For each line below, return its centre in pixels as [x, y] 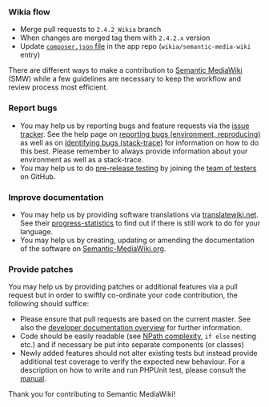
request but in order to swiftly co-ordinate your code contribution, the [123, 295]
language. [36, 231]
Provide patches [41, 269]
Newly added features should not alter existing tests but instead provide [139, 353]
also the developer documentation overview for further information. [131, 328]
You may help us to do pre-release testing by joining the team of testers [138, 168]
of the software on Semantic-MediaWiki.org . [93, 248]
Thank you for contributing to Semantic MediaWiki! [92, 394]
